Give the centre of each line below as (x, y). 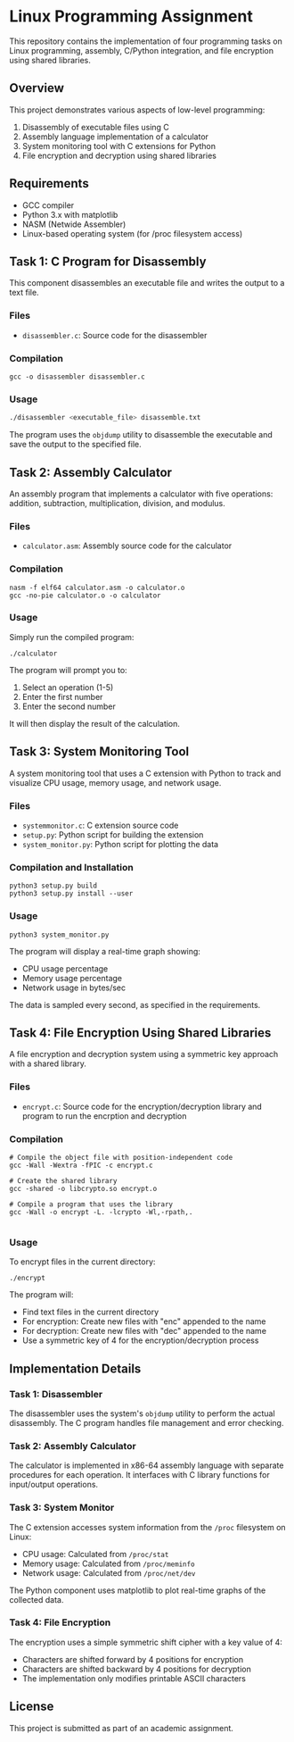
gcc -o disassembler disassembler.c (77, 377)
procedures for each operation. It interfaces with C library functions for (139, 1475)
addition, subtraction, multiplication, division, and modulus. (117, 503)
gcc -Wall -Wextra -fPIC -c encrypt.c (81, 1165)
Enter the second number (69, 706)
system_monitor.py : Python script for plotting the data (120, 844)
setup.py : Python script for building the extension (113, 834)
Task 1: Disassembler (56, 1394)
